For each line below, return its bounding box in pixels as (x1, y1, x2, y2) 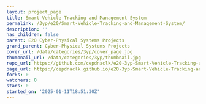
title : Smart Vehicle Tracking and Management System (6, 15, 147, 21)
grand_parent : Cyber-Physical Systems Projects (6, 43, 131, 50)
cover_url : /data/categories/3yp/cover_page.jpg (6, 49, 133, 55)
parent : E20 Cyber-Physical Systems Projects (6, 37, 124, 43)
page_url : (6, 65, 32, 72)
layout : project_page (6, 9, 62, 15)
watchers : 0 (6, 77, 37, 83)
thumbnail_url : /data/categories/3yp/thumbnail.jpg (6, 54, 141, 61)
